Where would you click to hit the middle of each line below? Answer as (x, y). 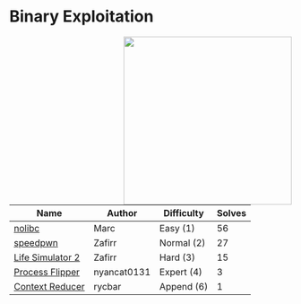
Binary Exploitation (82, 17)
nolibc (27, 228)
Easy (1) (177, 228)
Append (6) (184, 286)
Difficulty (184, 213)
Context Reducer (49, 286)
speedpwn (36, 242)
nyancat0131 (122, 272)
